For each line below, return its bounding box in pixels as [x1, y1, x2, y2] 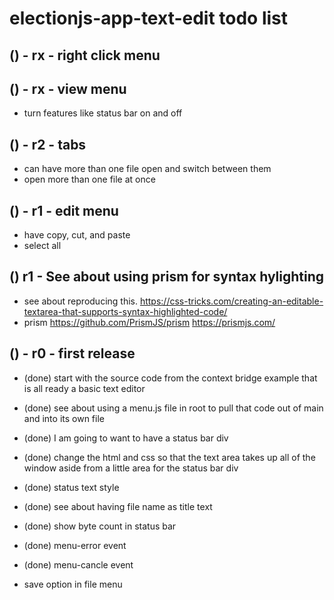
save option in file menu [23, 578, 123, 590]
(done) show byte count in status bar [23, 520, 177, 532]
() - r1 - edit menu [9, 202, 119, 219]
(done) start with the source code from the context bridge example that [23, 372, 318, 384]
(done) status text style [23, 481, 120, 493]
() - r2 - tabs [9, 136, 87, 153]
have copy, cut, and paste [23, 229, 131, 241]
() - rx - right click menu [9, 47, 161, 64]
